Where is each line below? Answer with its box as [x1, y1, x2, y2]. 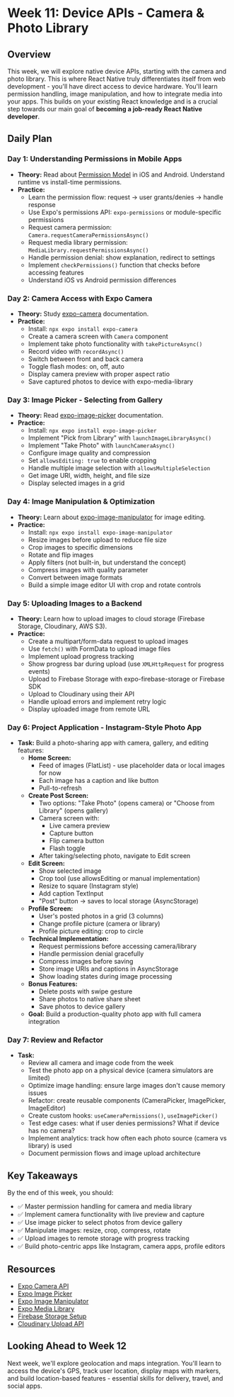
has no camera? [28, 1126, 76, 1135]
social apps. [7, 1381, 42, 1390]
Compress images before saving [38, 957, 134, 966]
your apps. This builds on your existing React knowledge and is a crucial [7, 97, 218, 106]
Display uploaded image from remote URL [28, 704, 151, 713]
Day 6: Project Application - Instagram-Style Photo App [7, 722, 202, 732]
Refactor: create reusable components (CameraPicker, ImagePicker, [28, 1096, 226, 1105]
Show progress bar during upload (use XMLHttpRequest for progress [28, 659, 225, 668]
